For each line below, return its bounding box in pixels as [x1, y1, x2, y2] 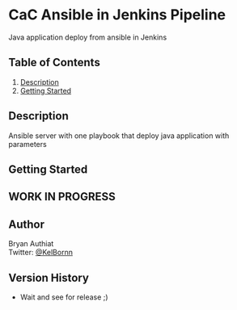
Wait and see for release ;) [19, 292, 108, 302]
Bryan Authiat [8, 239, 54, 249]
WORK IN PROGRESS [8, 190, 116, 203]
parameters [8, 139, 47, 149]
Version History [8, 270, 89, 284]
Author [8, 217, 44, 231]
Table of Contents [8, 56, 101, 69]
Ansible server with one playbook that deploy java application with [8, 131, 230, 140]
